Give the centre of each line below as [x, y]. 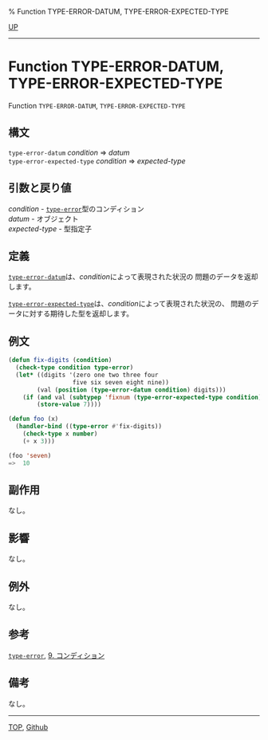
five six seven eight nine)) [121, 382]
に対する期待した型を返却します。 [78, 313]
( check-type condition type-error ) [75, 368]
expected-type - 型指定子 [50, 228]
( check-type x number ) [60, 434]
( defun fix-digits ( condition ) [60, 360]
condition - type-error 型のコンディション [77, 209]
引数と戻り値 [40, 188]
